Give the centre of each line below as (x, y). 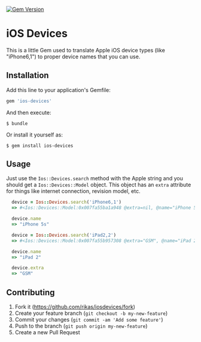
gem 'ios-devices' (29, 101)
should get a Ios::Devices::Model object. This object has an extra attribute (99, 185)
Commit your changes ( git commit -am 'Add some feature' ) (89, 319)
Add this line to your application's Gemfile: (58, 90)
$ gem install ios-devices (40, 145)
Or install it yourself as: (34, 135)
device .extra (28, 268)
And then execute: (29, 112)
